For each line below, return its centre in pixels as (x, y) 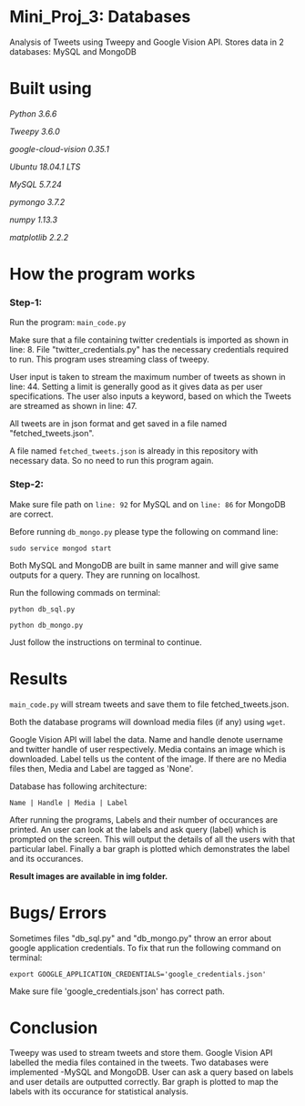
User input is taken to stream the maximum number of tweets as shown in (147, 377)
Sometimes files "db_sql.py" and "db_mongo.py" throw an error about (140, 938)
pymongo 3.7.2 (37, 201)
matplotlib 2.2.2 (39, 237)
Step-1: (26, 302)
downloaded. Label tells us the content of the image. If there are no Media (148, 759)
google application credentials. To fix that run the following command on (145, 947)
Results (39, 678)
